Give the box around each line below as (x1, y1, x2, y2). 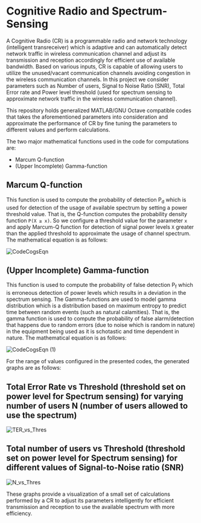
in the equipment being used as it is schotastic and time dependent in (6, 328, 179, 335)
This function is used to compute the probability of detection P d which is (6, 196, 187, 205)
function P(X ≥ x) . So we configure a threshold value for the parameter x (6, 217, 188, 224)
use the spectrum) (6, 410, 77, 420)
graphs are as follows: (6, 364, 62, 372)
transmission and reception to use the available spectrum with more (6, 503, 175, 510)
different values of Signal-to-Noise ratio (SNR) (6, 462, 184, 473)
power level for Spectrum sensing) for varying (6, 391, 183, 401)
